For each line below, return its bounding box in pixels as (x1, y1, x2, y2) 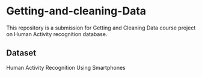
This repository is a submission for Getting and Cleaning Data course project (6, 24, 196, 31)
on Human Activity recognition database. (6, 30, 108, 37)
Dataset (6, 48, 37, 58)
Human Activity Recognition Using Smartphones (6, 64, 126, 71)
